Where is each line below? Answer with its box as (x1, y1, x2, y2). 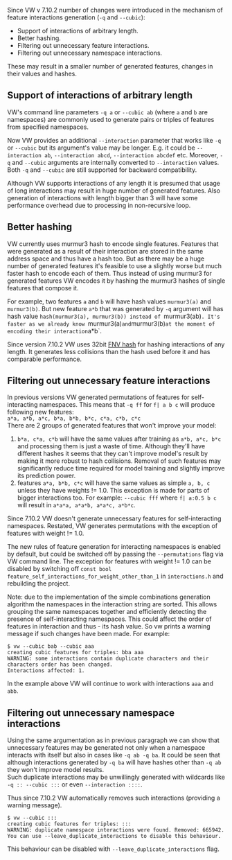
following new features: (7, 408, 74, 416)
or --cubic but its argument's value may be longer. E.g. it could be (7, 143, 195, 152)
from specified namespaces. (7, 123, 89, 131)
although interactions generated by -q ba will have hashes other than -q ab (7, 758, 222, 766)
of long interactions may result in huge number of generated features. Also (7, 186, 220, 195)
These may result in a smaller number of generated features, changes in (7, 62, 213, 70)
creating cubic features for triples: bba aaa (7, 649, 144, 656)
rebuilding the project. (7, 579, 71, 588)
